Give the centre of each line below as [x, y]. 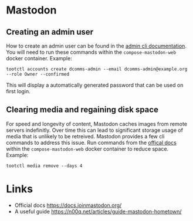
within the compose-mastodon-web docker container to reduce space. [87, 149]
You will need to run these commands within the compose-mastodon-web [91, 52]
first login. [18, 91]
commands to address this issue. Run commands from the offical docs [92, 142]
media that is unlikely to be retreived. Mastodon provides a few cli [86, 136]
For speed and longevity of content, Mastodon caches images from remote [97, 124]
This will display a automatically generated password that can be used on [95, 85]
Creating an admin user [50, 32]
